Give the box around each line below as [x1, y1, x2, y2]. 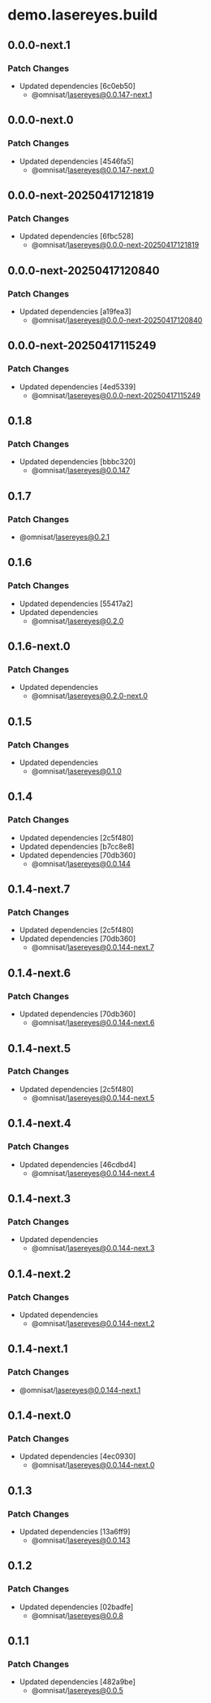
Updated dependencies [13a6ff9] [19, 1526, 131, 1536]
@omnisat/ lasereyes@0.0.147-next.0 [31, 165, 155, 174]
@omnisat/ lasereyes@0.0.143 [31, 1535, 131, 1545]
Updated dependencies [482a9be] [19, 1677, 136, 1687]
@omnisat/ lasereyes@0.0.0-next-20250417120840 [31, 315, 203, 325]
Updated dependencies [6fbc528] [19, 231, 135, 241]
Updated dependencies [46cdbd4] [19, 1159, 136, 1170]
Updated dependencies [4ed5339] [19, 381, 136, 392]
